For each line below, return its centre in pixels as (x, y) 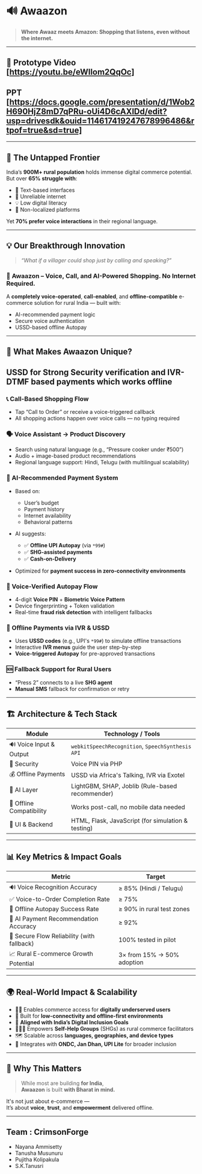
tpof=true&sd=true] (44, 130)
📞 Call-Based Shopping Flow (47, 399)
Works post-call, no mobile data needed (128, 807)
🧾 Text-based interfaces (45, 190)
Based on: (27, 491)
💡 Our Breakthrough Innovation (66, 246)
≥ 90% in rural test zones (154, 909)
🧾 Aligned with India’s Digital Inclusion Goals (72, 1022)
